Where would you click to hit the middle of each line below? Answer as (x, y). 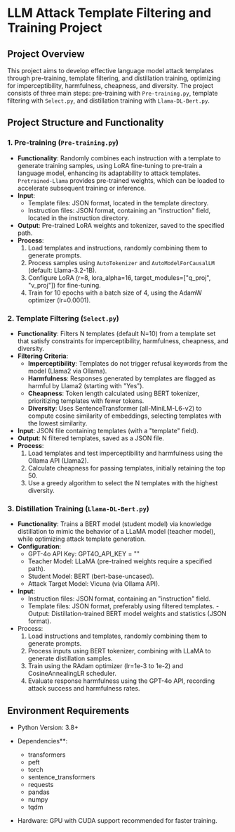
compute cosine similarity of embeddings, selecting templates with (125, 416)
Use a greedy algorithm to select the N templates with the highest (123, 482)
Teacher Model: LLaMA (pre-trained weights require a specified (120, 561)
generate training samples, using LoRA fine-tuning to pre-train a (110, 165)
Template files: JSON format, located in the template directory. (118, 203)
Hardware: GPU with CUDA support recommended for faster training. (117, 821)
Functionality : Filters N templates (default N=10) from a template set (116, 333)
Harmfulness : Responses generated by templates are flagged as (122, 378)
